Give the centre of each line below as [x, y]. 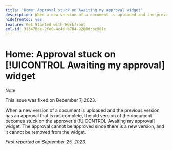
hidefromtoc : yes [24, 19]
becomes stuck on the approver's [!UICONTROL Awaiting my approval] [80, 121]
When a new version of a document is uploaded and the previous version [82, 110]
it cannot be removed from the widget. [46, 132]
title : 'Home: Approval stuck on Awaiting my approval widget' [74, 10]
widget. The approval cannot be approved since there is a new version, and [85, 126]
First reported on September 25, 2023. [46, 142]
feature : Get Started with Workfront [46, 24]
